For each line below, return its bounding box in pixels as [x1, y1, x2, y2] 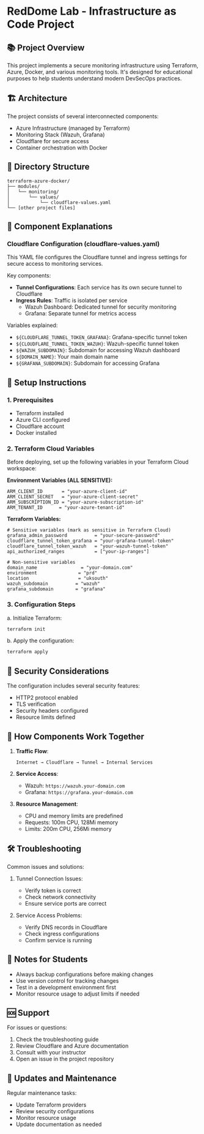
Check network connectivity [24, 893, 97, 901]
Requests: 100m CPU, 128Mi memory [24, 819, 118, 826]
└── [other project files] [7, 205, 76, 211]
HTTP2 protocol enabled [15, 694, 78, 702]
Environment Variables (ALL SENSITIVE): [7, 476, 113, 484]
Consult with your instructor [15, 1049, 86, 1056]
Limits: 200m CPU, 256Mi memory [24, 825, 112, 832]
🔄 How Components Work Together [7, 731, 145, 742]
